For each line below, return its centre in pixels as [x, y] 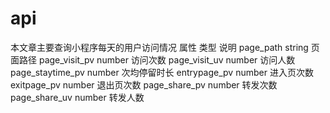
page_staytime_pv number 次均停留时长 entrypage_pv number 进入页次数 [162, 72]
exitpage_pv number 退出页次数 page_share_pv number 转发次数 [144, 84]
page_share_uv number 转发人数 [77, 97]
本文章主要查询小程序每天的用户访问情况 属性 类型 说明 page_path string [159, 47]
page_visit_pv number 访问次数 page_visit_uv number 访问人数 [167, 59]
